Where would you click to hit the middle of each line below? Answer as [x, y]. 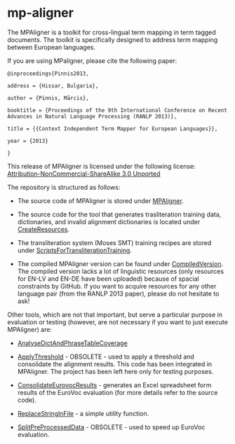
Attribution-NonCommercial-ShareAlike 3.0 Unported [84, 174]
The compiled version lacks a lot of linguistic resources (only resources [121, 271]
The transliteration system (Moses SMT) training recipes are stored [114, 242]
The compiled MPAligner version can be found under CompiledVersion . [120, 263]
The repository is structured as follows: [64, 187]
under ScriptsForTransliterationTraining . [74, 250]
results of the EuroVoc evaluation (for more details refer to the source [117, 392]
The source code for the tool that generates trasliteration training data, [119, 214]
